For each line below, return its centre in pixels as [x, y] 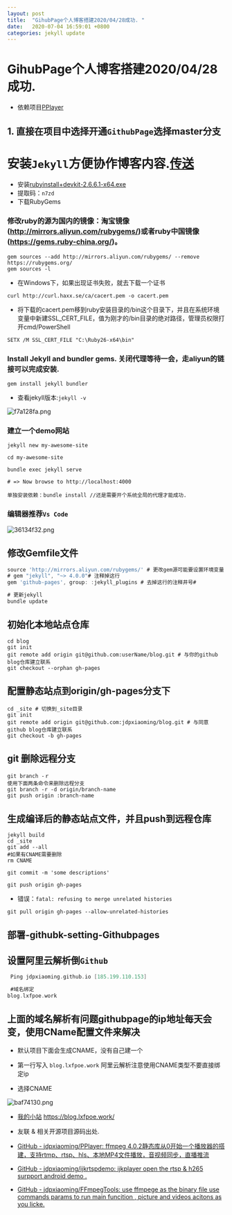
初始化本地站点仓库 [48, 625]
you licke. [31, 1204]
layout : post [26, 14]
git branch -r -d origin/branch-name [62, 790]
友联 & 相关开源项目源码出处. [58, 1131]
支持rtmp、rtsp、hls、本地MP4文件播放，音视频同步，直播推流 [119, 1155]
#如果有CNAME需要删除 [35, 855]
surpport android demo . [52, 1175]
